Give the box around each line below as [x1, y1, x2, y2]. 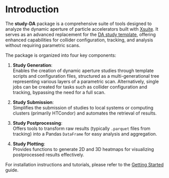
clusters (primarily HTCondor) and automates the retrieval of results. [12, 110, 157, 116]
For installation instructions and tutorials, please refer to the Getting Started [5, 161, 164, 167]
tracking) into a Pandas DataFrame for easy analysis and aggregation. [12, 130, 157, 137]
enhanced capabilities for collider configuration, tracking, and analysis [5, 37, 153, 43]
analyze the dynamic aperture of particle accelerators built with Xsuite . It [5, 26, 159, 32]
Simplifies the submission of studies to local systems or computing [12, 104, 154, 110]
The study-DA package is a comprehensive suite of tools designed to [5, 20, 152, 27]
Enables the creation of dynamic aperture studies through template [12, 68, 154, 74]
